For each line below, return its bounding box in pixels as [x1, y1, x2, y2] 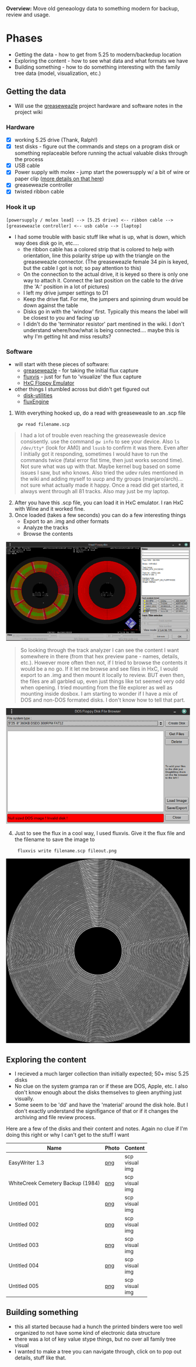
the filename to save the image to [14, 836, 95, 843]
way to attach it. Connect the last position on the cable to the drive [23, 276, 184, 283]
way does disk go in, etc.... [14, 240, 79, 247]
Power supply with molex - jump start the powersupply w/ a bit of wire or [14, 169, 190, 176]
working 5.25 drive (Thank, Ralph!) [14, 136, 98, 143]
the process [14, 156, 44, 163]
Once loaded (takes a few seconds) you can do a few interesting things [14, 512, 186, 519]
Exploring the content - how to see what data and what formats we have [14, 57, 188, 64]
